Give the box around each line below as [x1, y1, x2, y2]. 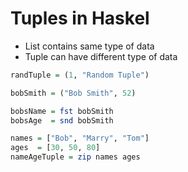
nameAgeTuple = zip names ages [10, 152, 141, 162]
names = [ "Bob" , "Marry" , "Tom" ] [10, 133, 150, 144]
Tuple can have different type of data [24, 50, 178, 62]
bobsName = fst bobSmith [10, 106, 114, 116]
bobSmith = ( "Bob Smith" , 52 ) [10, 88, 137, 98]
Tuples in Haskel [10, 7, 150, 30]
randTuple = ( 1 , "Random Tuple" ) [10, 70, 150, 80]
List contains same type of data [24, 40, 155, 52]
